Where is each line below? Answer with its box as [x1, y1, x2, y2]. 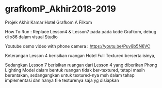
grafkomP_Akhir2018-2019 [5, 3, 116, 15]
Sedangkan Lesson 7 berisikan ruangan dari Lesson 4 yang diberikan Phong [5, 62, 158, 68]
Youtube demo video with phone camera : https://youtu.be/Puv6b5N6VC [5, 43, 150, 49]
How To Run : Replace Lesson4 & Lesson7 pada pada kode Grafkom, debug [5, 29, 157, 34]
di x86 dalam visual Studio [5, 34, 58, 40]
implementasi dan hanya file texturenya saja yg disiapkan [5, 77, 119, 83]
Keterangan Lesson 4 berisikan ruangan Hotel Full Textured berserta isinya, [5, 52, 156, 59]
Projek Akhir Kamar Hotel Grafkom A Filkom [5, 19, 92, 25]
